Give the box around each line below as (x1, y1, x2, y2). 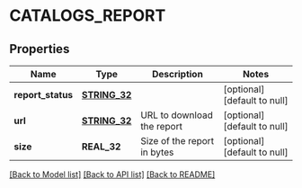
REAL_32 (81, 140, 121, 153)
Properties (9, 41, 70, 57)
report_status (13, 89, 74, 101)
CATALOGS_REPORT (9, 5, 166, 26)
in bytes (140, 146, 174, 158)
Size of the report (140, 135, 214, 147)
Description (151, 68, 204, 80)
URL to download (140, 109, 213, 121)
